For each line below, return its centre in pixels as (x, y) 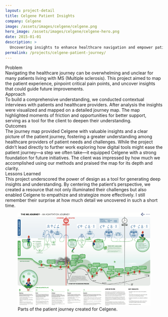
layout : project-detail (30, 10)
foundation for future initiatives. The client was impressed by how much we (83, 158)
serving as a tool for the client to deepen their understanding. (68, 120)
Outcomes (16, 126)
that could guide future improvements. (44, 89)
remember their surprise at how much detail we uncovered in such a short (81, 200)
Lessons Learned (23, 173)
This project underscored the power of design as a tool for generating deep (83, 179)
